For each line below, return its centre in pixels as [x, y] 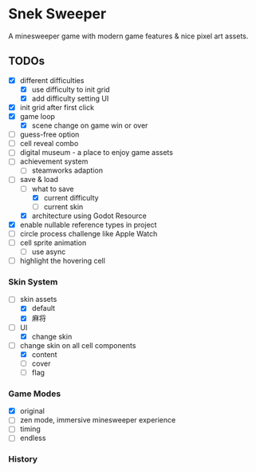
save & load [39, 180]
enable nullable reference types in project [88, 224]
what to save [53, 188]
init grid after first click [57, 107]
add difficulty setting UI [70, 98]
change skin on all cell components [78, 345]
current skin [63, 206]
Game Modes [35, 394]
